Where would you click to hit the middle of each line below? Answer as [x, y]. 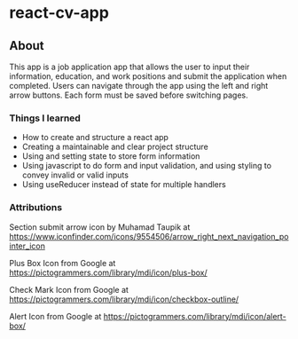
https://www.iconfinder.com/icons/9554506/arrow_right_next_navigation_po [149, 236]
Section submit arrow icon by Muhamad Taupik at [100, 227]
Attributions [36, 208]
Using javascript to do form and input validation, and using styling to [147, 166]
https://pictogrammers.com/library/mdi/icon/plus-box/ [108, 272]
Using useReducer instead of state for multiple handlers [124, 185]
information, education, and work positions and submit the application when [148, 76]
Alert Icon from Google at [55, 316]
